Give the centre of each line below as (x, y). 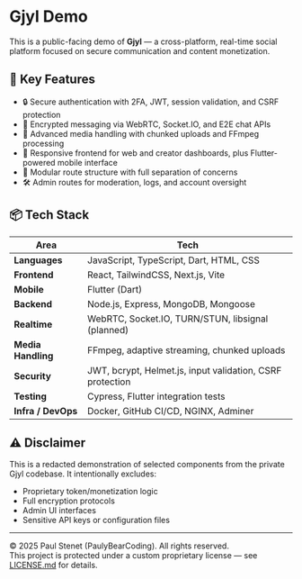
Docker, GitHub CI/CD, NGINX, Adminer (170, 411)
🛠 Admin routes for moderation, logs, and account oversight (134, 182)
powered (39, 162)
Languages (38, 260)
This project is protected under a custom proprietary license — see (133, 556)
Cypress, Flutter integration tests (156, 396)
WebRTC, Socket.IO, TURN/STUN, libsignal (178, 319)
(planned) (107, 330)
